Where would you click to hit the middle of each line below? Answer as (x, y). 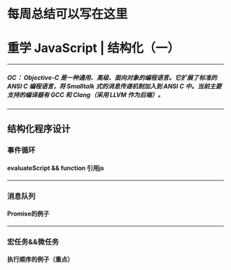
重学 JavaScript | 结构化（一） (93, 48)
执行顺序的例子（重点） (40, 260)
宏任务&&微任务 (33, 242)
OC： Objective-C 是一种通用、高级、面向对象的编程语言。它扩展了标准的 (112, 77)
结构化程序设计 (39, 129)
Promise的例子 (28, 214)
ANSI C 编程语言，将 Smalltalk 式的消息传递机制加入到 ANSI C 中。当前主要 (114, 86)
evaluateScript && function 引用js (56, 168)
